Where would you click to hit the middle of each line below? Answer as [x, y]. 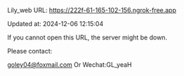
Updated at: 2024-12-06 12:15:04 [55, 24]
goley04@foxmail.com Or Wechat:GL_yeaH [70, 65]
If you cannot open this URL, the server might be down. [87, 37]
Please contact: [30, 51]
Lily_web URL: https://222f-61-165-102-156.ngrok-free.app [92, 10]
